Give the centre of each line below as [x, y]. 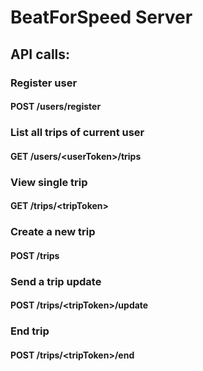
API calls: [40, 54]
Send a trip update [56, 281]
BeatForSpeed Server [101, 17]
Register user [44, 83]
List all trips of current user [77, 133]
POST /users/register [56, 107]
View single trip [49, 182]
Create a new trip [53, 232]
